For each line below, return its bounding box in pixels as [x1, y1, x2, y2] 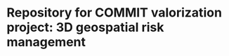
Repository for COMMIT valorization [6, 5, 223, 21]
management [6, 35, 86, 50]
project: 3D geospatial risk [6, 19, 164, 35]
